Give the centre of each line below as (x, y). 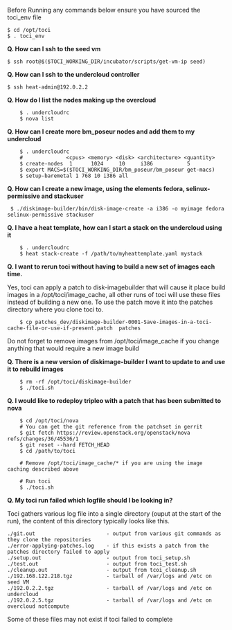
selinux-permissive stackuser (51, 215)
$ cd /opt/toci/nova (49, 421)
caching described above (43, 469)
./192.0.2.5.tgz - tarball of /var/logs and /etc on (110, 600)
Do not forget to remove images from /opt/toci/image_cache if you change (113, 341)
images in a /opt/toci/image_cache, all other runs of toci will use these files (114, 295)
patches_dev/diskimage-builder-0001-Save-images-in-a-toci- (124, 322)
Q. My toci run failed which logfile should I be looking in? (90, 500)
